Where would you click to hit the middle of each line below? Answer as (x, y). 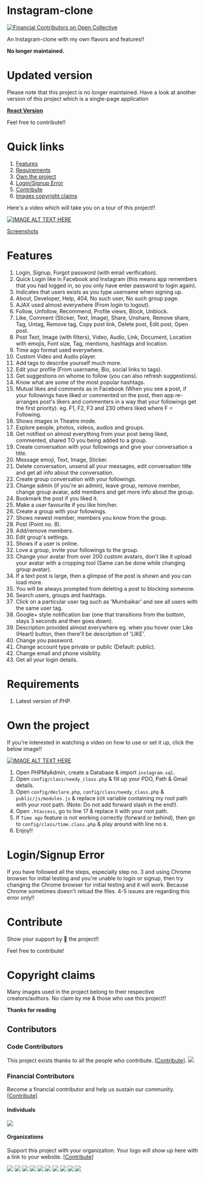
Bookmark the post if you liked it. (57, 498)
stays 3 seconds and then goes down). (64, 621)
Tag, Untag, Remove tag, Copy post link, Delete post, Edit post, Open (102, 324)
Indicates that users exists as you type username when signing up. (99, 291)
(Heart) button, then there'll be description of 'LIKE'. (80, 634)
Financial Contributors (41, 1077)
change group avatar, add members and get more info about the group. (105, 492)
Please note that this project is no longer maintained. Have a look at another (102, 92)
